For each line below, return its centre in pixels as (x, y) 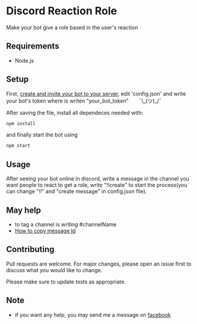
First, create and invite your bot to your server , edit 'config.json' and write (96, 94)
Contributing (30, 249)
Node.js (24, 60)
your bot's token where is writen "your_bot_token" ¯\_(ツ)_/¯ (84, 101)
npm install (21, 123)
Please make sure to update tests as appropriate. (66, 282)
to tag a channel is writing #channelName (66, 224)
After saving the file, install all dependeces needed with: (75, 113)
